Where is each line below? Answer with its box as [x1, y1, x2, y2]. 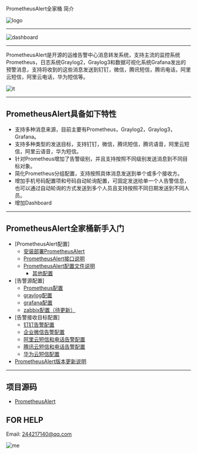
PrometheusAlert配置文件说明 [23, 262, 96, 269]
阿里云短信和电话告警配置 [23, 335, 86, 342]
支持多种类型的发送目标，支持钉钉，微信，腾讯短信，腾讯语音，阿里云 [14, 140, 185, 147]
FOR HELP [6, 415, 44, 425]
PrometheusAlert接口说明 [23, 255, 85, 262]
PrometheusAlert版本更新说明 [14, 358, 87, 365]
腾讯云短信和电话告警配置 [23, 343, 86, 350]
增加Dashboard [14, 199, 52, 206]
